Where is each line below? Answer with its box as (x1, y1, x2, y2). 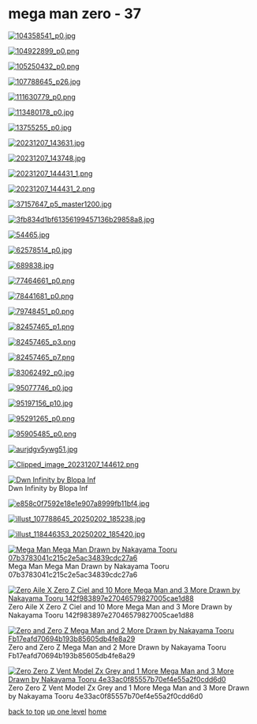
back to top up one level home (8, 707, 107, 716)
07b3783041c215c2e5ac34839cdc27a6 (8, 570, 138, 579)
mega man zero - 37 (8, 5, 142, 23)
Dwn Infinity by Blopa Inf (8, 483, 88, 492)
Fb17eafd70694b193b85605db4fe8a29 (8, 650, 136, 660)
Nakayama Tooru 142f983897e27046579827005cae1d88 (8, 610, 195, 620)
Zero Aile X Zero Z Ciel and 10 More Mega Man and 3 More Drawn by (8, 601, 233, 611)
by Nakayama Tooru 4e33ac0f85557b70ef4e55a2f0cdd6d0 (8, 691, 203, 700)
